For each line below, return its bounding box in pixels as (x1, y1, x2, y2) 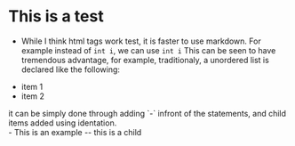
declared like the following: (20, 64, 121, 75)
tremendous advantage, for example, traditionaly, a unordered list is (20, 54, 270, 65)
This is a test (8, 6, 104, 27)
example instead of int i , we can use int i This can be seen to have (20, 45, 276, 55)
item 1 (20, 81, 44, 92)
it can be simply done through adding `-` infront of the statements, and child (8, 108, 286, 118)
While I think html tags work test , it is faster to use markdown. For (20, 36, 261, 46)
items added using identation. (8, 118, 117, 128)
